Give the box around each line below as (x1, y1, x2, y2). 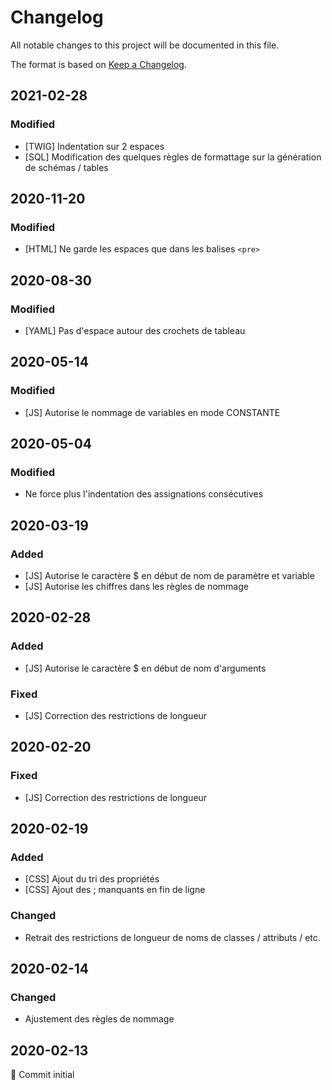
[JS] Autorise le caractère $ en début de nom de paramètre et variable (24, 570, 315, 582)
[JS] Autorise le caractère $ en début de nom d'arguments (24, 662, 267, 674)
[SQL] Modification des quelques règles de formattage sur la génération (24, 151, 322, 163)
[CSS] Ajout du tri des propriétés (24, 873, 160, 885)
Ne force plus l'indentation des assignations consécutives (24, 488, 264, 500)
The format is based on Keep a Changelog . (10, 58, 187, 70)
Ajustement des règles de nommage (24, 1013, 175, 1025)
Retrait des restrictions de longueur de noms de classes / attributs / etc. (24, 931, 321, 943)
